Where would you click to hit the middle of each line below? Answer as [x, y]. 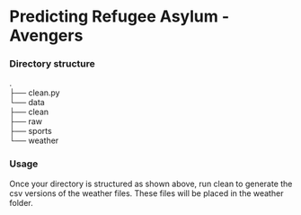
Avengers [46, 36]
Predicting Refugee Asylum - [120, 17]
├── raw [26, 121]
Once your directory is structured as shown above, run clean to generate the [151, 184]
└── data [27, 103]
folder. [21, 202]
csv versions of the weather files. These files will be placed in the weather [146, 193]
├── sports [31, 131]
